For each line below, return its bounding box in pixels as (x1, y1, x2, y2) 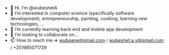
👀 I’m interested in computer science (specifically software (10, 10, 135, 16)
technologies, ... (10, 21, 45, 27)
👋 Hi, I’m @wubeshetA (10, 5, 58, 11)
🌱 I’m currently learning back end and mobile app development (10, 26, 143, 32)
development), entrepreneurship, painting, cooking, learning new (10, 16, 147, 21)
